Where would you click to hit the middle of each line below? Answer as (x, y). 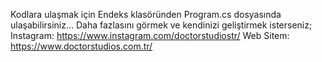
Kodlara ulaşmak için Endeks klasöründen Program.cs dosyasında (146, 14)
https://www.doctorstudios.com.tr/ (81, 46)
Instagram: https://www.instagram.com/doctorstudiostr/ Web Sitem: (150, 35)
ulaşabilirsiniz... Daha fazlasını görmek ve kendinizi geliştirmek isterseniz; (161, 25)
